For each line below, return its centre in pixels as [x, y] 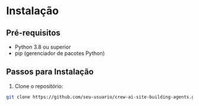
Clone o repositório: [39, 86]
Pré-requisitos [33, 33]
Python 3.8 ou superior [43, 47]
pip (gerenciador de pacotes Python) [60, 53]
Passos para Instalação [50, 72]
